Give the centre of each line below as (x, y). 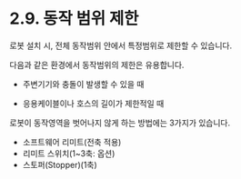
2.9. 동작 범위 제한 (74, 19)
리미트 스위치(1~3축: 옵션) (69, 153)
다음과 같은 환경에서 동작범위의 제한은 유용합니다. (97, 65)
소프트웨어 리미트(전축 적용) (72, 142)
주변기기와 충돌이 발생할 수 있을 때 (83, 84)
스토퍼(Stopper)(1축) (60, 164)
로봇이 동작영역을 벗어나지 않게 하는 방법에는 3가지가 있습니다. (120, 123)
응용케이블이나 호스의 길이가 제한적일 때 (93, 103)
